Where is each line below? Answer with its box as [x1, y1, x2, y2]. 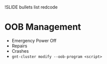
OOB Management [4, 22, 81, 32]
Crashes [11, 48, 29, 54]
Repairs [11, 43, 27, 49]
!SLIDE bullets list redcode [4, 4, 58, 10]
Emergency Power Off [11, 37, 57, 43]
